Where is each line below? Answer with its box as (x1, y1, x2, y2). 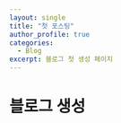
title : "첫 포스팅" (9, 22, 74, 31)
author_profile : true (9, 30, 91, 39)
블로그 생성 (9, 96, 86, 117)
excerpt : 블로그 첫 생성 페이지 (9, 55, 114, 64)
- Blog (17, 47, 42, 56)
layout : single (9, 13, 66, 22)
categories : (9, 38, 54, 48)
